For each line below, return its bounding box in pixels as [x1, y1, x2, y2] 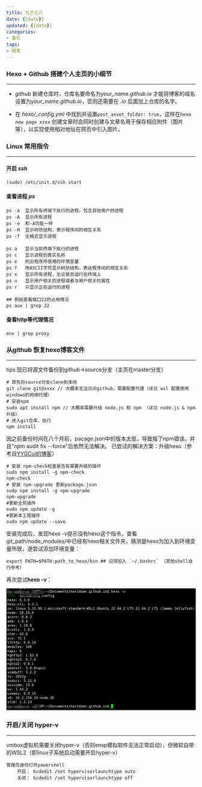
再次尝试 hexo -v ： [6, 576, 52, 583]
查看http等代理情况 [6, 316, 54, 323]
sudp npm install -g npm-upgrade [6, 488, 90, 494]
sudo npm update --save [6, 519, 66, 525]
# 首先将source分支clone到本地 [6, 379, 78, 385]
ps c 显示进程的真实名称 [6, 252, 66, 258]
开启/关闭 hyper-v [6, 721, 59, 729]
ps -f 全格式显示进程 [6, 233, 57, 239]
